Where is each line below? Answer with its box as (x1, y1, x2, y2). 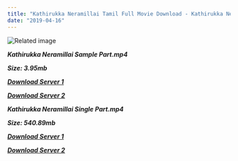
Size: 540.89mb (7, 118, 56, 127)
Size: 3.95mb (7, 64, 47, 72)
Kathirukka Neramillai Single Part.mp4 (7, 105, 124, 113)
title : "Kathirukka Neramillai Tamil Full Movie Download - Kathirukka (7, 10, 223, 18)
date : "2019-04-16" (7, 17, 65, 24)
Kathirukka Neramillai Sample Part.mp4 (7, 50, 128, 59)
